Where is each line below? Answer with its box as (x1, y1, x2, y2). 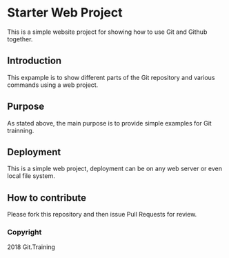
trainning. (7, 126, 34, 135)
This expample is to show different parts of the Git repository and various (7, 73, 215, 81)
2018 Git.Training (7, 243, 55, 251)
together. (7, 34, 33, 43)
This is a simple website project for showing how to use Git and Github (7, 28, 208, 36)
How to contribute (7, 192, 87, 204)
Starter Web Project (7, 5, 123, 21)
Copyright (7, 228, 42, 237)
